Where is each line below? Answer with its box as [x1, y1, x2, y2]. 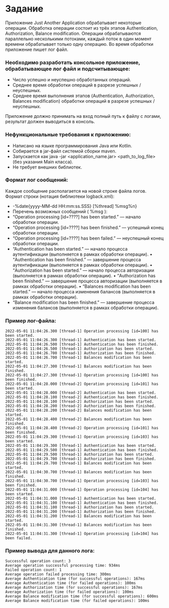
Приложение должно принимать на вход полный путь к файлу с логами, [5, 113, 161, 119]
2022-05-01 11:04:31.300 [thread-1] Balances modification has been [5, 522, 152, 527]
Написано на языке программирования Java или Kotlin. [12, 142, 132, 148]
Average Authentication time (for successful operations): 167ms [5, 576, 145, 581]
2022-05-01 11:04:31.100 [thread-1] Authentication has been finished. [5, 500, 158, 506]
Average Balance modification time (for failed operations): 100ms [5, 598, 150, 603]
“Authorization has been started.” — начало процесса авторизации [12, 267, 154, 273]
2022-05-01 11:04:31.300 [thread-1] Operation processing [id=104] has [5, 531, 158, 537]
